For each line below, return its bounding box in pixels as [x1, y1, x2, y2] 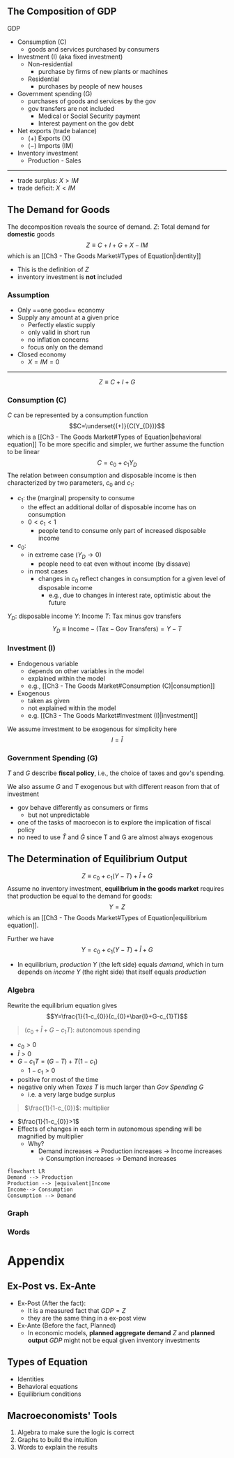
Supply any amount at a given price [17, 313, 120, 322]
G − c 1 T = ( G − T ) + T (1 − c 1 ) [17, 1057, 98, 1067]
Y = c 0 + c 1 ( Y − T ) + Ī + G [81, 945, 153, 955]
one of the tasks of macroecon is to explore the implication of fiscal [17, 818, 211, 826]
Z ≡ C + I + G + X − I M [86, 241, 148, 249]
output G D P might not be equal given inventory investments [27, 1336, 201, 1344]
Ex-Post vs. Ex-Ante [7, 1280, 96, 1293]
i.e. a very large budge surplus [27, 1090, 116, 1098]
